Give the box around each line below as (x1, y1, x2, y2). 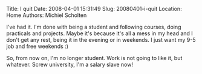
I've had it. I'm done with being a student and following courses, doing (6, 24, 181, 30)
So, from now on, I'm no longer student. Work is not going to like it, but (6, 55, 183, 61)
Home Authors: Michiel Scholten (6, 12, 87, 19)
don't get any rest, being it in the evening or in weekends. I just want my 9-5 (6, 36, 196, 43)
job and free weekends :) (6, 42, 68, 50)
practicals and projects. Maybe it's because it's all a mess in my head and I (6, 30, 194, 37)
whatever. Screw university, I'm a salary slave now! (6, 61, 133, 68)
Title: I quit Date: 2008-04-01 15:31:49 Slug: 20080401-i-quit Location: (6, 5, 183, 12)
